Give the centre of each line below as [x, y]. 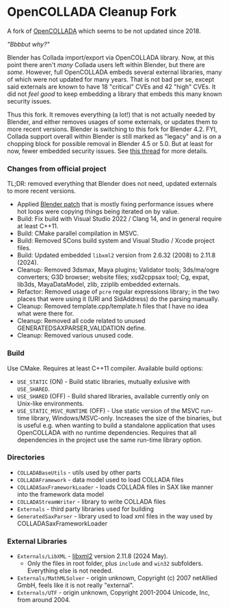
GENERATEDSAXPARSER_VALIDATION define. [82, 328]
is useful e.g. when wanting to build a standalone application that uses [116, 425]
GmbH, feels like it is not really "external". [76, 585]
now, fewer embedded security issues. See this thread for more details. [108, 151]
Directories [26, 457]
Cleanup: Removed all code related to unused [81, 321]
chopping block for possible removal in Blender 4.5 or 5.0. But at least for [110, 143]
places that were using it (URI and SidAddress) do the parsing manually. [118, 299]
